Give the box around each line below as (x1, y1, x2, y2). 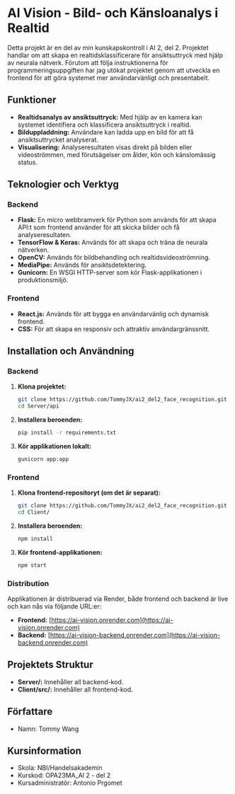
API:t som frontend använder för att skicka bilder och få (17, 223, 180, 231)
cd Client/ (17, 509, 50, 516)
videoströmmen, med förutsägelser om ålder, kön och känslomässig (17, 150, 216, 159)
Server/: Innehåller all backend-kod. (17, 677, 124, 686)
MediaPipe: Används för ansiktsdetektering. (17, 260, 147, 270)
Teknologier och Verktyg (7, 178, 119, 190)
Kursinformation (7, 745, 81, 757)
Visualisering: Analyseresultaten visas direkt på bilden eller (17, 143, 193, 151)
